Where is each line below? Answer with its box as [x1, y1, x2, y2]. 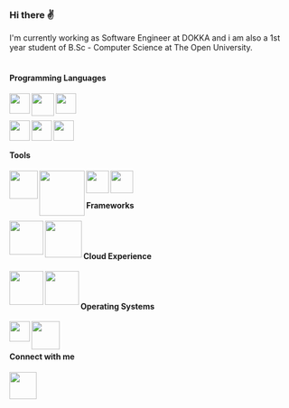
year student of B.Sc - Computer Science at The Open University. [9, 42, 253, 53]
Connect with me [9, 351, 75, 362]
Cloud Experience [83, 250, 152, 261]
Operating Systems [80, 301, 155, 311]
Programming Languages [9, 72, 107, 83]
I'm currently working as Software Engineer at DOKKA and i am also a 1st [9, 32, 281, 43]
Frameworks [86, 200, 135, 211]
